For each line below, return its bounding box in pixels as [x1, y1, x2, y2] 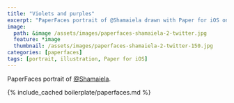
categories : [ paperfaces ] [7, 49, 82, 56]
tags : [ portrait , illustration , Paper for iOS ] [7, 56, 148, 63]
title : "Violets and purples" [7, 10, 95, 17]
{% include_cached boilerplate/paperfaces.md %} [7, 88, 151, 96]
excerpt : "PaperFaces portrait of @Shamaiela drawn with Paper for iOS [7, 17, 219, 24]
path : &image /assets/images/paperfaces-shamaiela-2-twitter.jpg [13, 29, 208, 37]
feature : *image [13, 36, 61, 43]
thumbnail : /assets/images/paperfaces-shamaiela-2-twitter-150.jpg [13, 42, 214, 49]
